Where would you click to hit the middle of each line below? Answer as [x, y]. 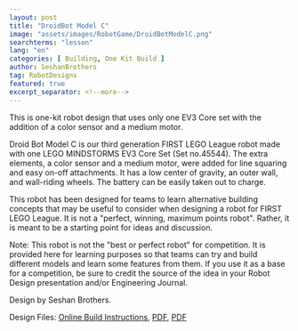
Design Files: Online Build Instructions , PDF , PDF [98, 317]
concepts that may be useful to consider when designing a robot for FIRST [146, 208]
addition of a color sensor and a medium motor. [96, 126]
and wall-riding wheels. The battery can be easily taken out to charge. [138, 182]
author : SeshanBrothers [53, 68]
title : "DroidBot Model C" [59, 26]
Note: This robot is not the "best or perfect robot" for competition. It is [137, 245]
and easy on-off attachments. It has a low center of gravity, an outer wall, [144, 172]
